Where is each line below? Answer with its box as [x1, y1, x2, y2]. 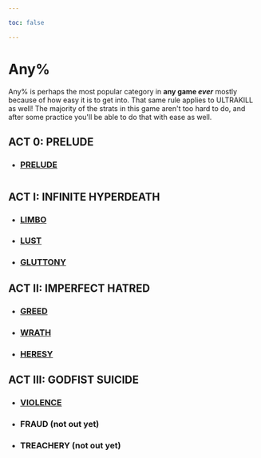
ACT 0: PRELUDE [8, 135, 94, 149]
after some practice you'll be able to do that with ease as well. [8, 112, 212, 121]
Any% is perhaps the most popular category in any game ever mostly [8, 86, 238, 96]
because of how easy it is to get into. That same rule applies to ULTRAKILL [8, 95, 254, 105]
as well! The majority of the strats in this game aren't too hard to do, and [8, 103, 246, 113]
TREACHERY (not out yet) [19, 440, 121, 451]
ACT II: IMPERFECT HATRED [8, 281, 150, 295]
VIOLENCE [19, 396, 62, 408]
